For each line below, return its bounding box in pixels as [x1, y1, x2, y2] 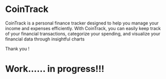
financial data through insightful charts [5, 36, 85, 42]
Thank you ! [5, 45, 30, 51]
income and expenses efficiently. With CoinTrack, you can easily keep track [5, 25, 161, 31]
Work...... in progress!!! [5, 63, 104, 74]
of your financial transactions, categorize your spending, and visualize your [5, 30, 160, 36]
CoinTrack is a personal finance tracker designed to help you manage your [5, 20, 159, 26]
